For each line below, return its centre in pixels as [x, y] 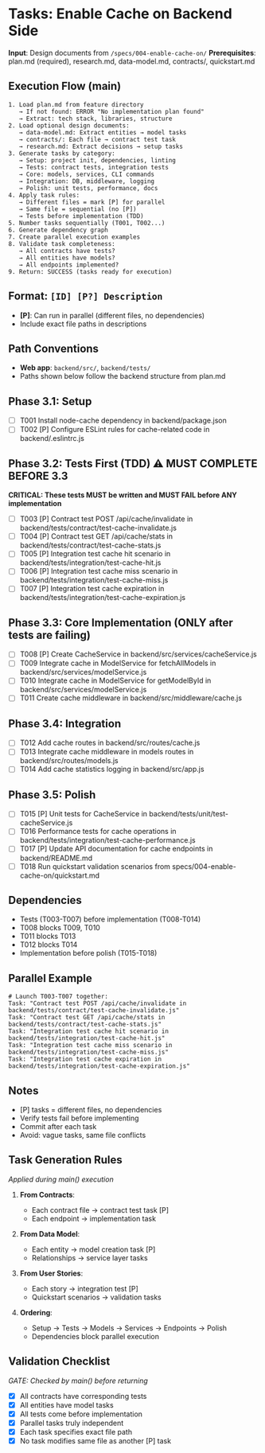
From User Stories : [51, 1273]
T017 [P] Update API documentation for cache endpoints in [116, 849]
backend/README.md [56, 858]
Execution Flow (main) [65, 86]
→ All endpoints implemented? [69, 265]
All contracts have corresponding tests [83, 1396]
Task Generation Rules [66, 1160]
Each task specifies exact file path [76, 1432]
